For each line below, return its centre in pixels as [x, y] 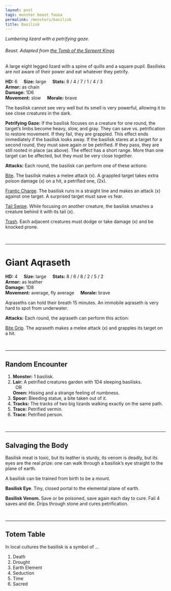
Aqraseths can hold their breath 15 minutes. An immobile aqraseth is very [82, 303]
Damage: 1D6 [20, 93]
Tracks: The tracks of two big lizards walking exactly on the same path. [88, 404]
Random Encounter [36, 364]
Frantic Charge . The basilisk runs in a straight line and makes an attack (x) [83, 191]
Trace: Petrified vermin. [38, 409]
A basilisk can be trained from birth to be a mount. [58, 479]
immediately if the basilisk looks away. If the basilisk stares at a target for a [84, 140]
